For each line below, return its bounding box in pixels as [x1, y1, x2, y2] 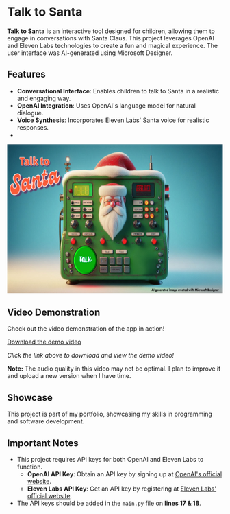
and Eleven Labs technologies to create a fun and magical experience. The [7, 41, 218, 49]
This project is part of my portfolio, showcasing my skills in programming [7, 410, 212, 419]
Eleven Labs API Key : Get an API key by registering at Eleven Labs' [27, 484, 217, 493]
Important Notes [7, 437, 79, 449]
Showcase [7, 392, 53, 404]
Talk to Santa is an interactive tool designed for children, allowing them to [7, 27, 216, 35]
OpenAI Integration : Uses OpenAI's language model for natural [16, 101, 196, 110]
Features [7, 69, 46, 80]
